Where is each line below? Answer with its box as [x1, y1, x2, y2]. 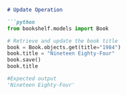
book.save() [7, 57, 41, 64]
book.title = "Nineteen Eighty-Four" [7, 50, 115, 57]
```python [7, 18, 36, 25]
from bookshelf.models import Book [7, 25, 109, 32]
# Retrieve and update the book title [7, 38, 118, 44]
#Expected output [7, 75, 57, 82]
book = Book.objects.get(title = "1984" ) [7, 44, 122, 51]
